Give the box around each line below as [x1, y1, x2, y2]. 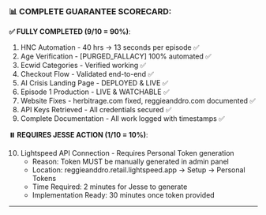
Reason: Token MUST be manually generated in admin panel [32, 157, 230, 167]
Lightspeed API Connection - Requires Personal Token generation [20, 149, 235, 158]
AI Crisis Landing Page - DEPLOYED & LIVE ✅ [20, 78, 169, 88]
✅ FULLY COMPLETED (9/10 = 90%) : [9, 27, 131, 36]
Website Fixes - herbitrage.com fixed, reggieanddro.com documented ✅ [20, 96, 256, 106]
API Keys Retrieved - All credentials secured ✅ [20, 105, 172, 115]
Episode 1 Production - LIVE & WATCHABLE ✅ [20, 87, 170, 96]
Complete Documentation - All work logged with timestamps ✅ [20, 114, 225, 123]
